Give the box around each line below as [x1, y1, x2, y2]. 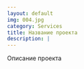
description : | [7, 36, 51, 42]
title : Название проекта [7, 29, 78, 36]
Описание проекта [7, 54, 62, 62]
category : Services [7, 23, 63, 29]
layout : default [7, 10, 53, 17]
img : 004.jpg [7, 16, 44, 23]
